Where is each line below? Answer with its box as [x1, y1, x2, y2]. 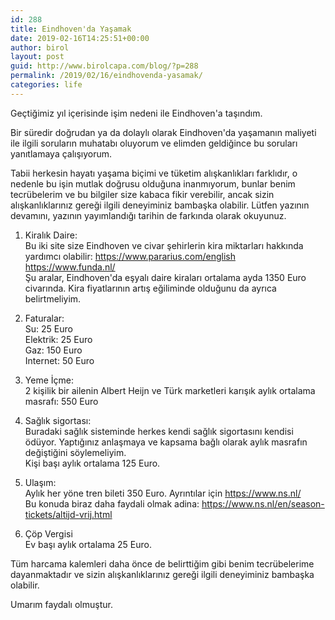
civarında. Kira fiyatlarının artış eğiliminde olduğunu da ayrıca [24, 282, 277, 294]
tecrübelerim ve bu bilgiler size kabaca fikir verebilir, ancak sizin [10, 188, 275, 200]
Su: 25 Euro [24, 322, 73, 335]
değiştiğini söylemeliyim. [24, 446, 127, 458]
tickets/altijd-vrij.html [24, 508, 113, 520]
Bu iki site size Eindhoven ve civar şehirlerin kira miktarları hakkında [24, 239, 304, 251]
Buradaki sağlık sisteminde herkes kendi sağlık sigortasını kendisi [24, 425, 294, 437]
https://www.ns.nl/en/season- [201, 497, 325, 510]
